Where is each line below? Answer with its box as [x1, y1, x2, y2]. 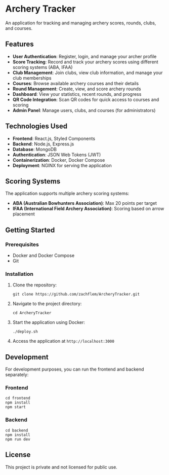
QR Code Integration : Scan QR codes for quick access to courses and [12, 96, 159, 102]
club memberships [12, 75, 52, 81]
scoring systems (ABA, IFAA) [12, 64, 73, 70]
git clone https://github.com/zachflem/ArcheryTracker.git [12, 292, 140, 297]
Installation [5, 270, 34, 277]
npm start [5, 405, 26, 410]
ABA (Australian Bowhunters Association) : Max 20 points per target [12, 200, 157, 206]
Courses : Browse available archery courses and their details [12, 80, 139, 86]
